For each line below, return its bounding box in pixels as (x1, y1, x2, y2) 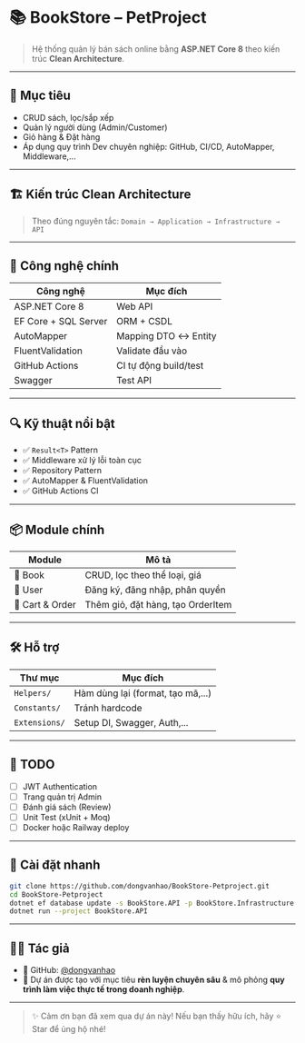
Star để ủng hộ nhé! (31, 1024, 106, 1035)
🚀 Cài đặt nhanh (9, 858, 101, 873)
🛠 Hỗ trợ (9, 640, 60, 655)
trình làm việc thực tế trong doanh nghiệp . (22, 984, 185, 995)
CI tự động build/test (116, 360, 204, 372)
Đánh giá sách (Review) (22, 801, 112, 812)
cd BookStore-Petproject (9, 889, 103, 899)
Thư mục (19, 671, 60, 684)
